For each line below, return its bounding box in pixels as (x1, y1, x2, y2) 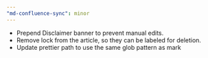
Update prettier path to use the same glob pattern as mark (16, 43, 181, 51)
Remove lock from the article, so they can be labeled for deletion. (16, 35, 202, 44)
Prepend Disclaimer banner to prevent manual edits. (16, 29, 164, 37)
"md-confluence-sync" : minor (6, 10, 90, 17)
